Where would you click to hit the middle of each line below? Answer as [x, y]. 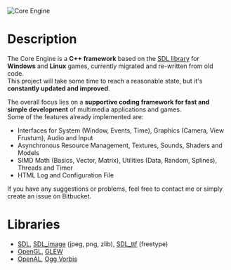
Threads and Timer [45, 168]
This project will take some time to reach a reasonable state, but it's [105, 81]
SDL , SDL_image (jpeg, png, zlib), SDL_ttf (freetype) [93, 244]
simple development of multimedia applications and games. [94, 109]
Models [28, 153]
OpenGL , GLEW [40, 251]
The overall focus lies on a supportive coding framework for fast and [108, 102]
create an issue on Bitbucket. [49, 196]
